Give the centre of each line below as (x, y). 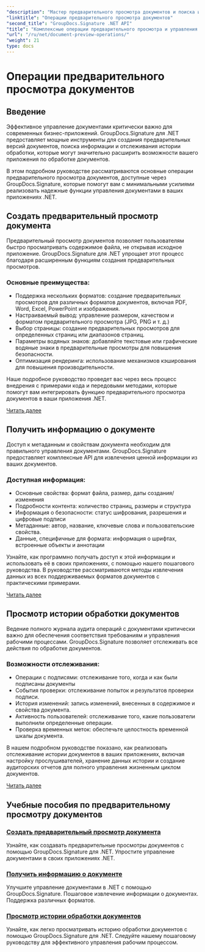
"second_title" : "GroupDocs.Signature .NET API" (69, 23)
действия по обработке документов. (54, 648)
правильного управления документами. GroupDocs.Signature (86, 451)
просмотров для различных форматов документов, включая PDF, (101, 302)
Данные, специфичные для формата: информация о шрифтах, (96, 538)
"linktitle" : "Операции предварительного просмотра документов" (90, 18)
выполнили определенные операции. (64, 723)
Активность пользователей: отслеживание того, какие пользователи (105, 716)
